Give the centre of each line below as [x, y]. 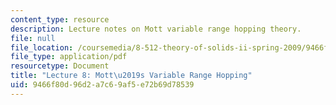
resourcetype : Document [60, 66]
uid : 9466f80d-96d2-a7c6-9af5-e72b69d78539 [102, 85]
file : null [33, 38]
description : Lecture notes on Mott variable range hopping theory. [156, 29]
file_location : [42, 47]
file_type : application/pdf [69, 57]
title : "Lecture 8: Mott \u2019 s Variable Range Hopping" [131, 76]
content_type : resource [60, 19]
